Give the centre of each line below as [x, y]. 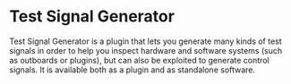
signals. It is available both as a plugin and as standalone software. [133, 70]
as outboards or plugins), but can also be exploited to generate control [140, 60]
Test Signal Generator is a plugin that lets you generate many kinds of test [145, 41]
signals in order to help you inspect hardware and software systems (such [146, 50]
